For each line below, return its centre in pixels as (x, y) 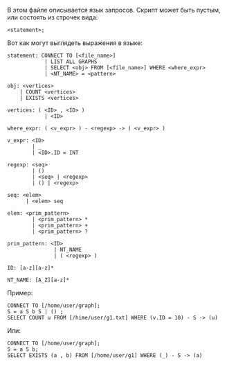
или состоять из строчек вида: (53, 17)
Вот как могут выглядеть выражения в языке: (75, 43)
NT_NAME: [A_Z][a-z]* (38, 280)
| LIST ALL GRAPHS (71, 62)
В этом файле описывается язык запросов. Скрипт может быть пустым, (114, 10)
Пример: (20, 293)
